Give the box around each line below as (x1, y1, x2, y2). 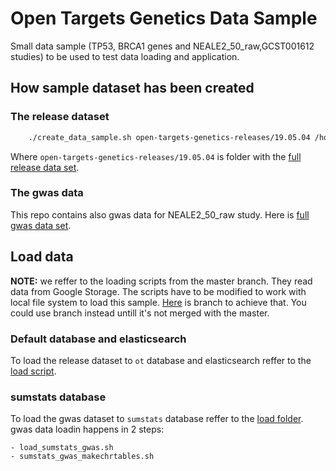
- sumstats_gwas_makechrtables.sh (10, 452, 155, 462)
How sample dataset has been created (10, 80, 255, 97)
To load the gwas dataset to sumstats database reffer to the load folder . (10, 413, 304, 425)
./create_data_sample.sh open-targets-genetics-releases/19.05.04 (28, 132, 311, 142)
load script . (10, 365, 57, 377)
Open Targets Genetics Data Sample (10, 7, 318, 30)
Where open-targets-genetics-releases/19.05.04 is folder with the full (10, 150, 302, 162)
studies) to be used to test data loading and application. (10, 50, 240, 62)
